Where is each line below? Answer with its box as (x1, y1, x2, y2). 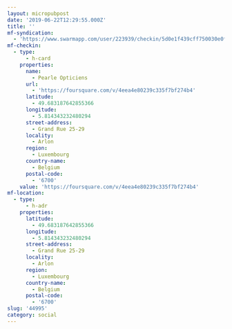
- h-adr (25, 203, 48, 210)
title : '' (7, 23, 36, 30)
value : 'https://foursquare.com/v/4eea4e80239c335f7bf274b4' (19, 183, 199, 190)
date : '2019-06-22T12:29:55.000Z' (7, 17, 107, 23)
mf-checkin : (7, 42, 41, 49)
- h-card (25, 55, 51, 62)
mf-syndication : (7, 29, 54, 37)
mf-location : (7, 190, 45, 197)
